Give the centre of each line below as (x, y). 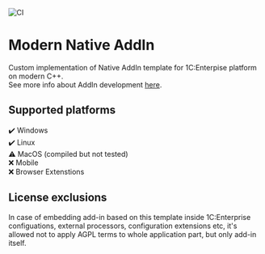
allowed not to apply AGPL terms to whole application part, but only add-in (132, 234)
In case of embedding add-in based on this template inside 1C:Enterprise (130, 217)
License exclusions (58, 198)
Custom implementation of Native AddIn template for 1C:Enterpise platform (132, 67)
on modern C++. (36, 76)
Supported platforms (62, 110)
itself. (17, 243)
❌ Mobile (23, 163)
